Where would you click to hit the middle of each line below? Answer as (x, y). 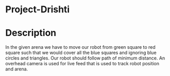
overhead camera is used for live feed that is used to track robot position (82, 64)
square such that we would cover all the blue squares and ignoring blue (81, 53)
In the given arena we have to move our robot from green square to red (80, 47)
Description (31, 33)
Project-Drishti (37, 9)
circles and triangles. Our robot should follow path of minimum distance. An (85, 58)
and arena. (17, 69)
